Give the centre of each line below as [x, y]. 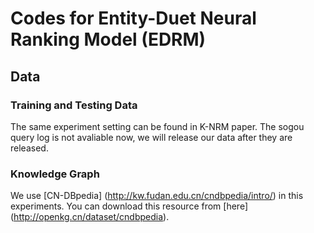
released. [29, 148]
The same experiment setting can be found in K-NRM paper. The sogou [157, 126]
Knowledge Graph [55, 174]
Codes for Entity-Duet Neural [133, 18]
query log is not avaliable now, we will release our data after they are [151, 137]
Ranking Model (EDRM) [108, 39]
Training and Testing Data [74, 105]
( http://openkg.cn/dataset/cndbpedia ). [90, 217]
